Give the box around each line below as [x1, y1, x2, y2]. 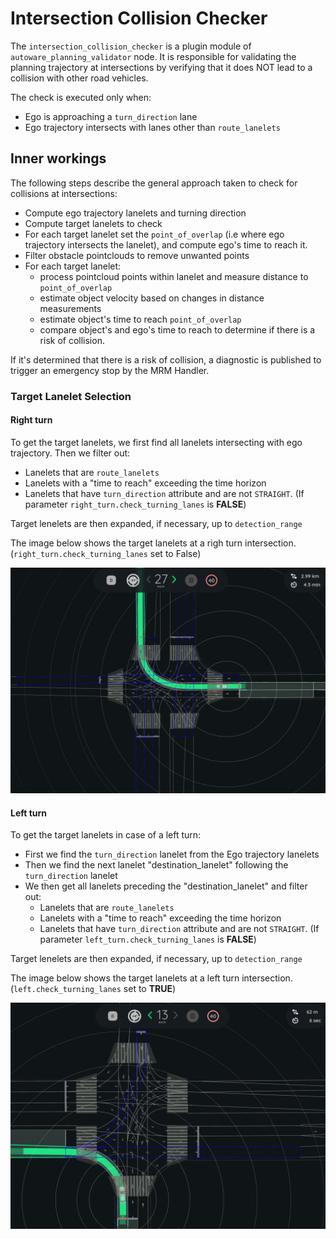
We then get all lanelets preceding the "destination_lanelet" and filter [24, 880, 308, 892]
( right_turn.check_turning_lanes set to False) [10, 547, 202, 559]
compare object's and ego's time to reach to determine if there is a [39, 323, 316, 336]
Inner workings [10, 150, 107, 167]
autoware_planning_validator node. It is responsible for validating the [10, 50, 297, 62]
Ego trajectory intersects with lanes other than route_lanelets [24, 121, 281, 133]
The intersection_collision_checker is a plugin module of [10, 40, 252, 52]
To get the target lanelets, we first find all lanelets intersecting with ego [10, 436, 303, 448]
